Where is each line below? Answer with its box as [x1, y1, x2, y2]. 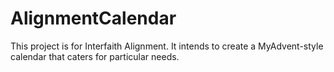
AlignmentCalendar [10, 7, 177, 30]
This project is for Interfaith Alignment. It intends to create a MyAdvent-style [10, 40, 324, 52]
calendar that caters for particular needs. [10, 50, 180, 62]
